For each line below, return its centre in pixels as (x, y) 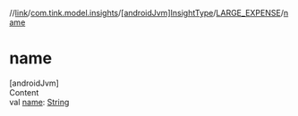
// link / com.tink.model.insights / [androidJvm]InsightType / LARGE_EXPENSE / (147, 13)
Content (24, 92)
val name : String (39, 102)
